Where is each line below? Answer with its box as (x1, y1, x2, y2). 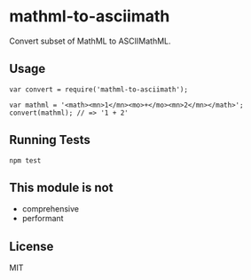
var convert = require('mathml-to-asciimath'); (9, 84, 189, 94)
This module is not (9, 180, 114, 195)
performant (21, 213, 64, 224)
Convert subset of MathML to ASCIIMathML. (9, 36, 171, 46)
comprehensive (21, 204, 80, 214)
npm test (9, 156, 42, 165)
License (9, 238, 54, 254)
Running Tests (9, 132, 90, 148)
